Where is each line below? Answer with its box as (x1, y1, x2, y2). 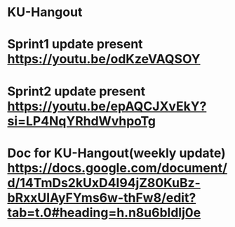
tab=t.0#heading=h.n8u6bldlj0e (7, 205, 201, 221)
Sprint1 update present (7, 36, 143, 53)
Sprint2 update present (7, 83, 146, 99)
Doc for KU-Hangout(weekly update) (7, 145, 226, 161)
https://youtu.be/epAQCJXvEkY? (7, 98, 207, 114)
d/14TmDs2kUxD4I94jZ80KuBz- (7, 174, 201, 191)
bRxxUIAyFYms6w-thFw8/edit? (7, 190, 196, 205)
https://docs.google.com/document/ (7, 160, 228, 176)
